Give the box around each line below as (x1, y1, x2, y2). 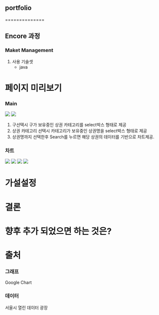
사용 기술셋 (12, 58, 33, 65)
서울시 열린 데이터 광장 (5, 304, 48, 310)
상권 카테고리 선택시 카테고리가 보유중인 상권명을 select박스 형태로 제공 (12, 128, 147, 133)
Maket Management (5, 47, 53, 54)
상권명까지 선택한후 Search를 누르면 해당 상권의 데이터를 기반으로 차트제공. (12, 133, 155, 140)
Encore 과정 (5, 32, 40, 40)
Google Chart (5, 280, 32, 285)
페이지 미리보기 (5, 83, 62, 94)
